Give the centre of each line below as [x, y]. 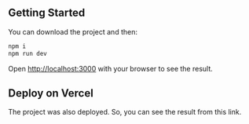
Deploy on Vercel [51, 93]
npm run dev [27, 53]
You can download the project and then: [73, 31]
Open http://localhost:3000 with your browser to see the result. [111, 68]
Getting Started [47, 13]
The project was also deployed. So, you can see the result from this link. [125, 112]
